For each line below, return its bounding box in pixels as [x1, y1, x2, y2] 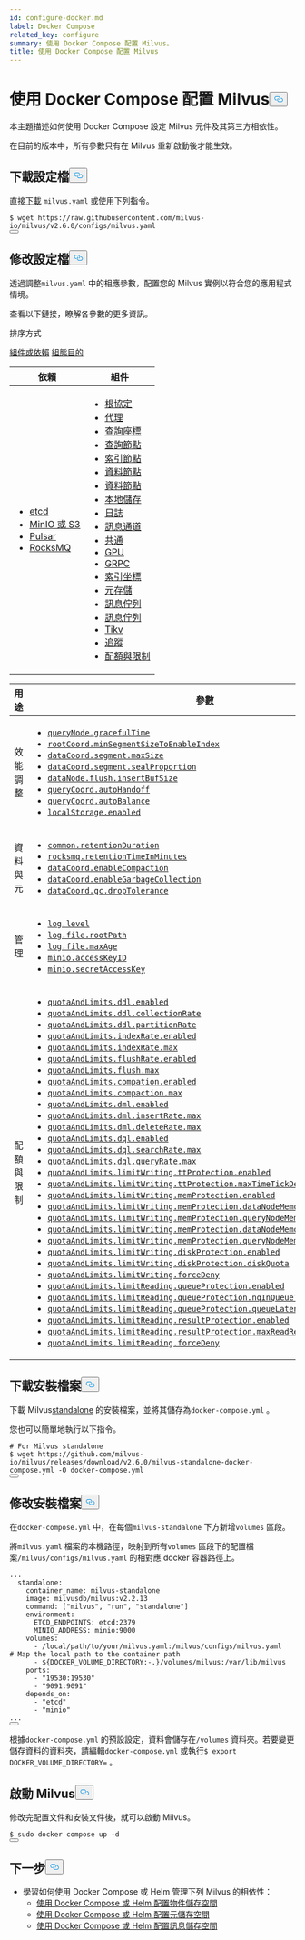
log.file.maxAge [47, 941, 118, 951]
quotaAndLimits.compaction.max [47, 1087, 183, 1098]
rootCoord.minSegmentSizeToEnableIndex [47, 738, 221, 749]
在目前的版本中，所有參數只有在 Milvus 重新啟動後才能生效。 [9, 140, 238, 151]
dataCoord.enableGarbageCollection [47, 874, 202, 885]
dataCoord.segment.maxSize [47, 750, 164, 760]
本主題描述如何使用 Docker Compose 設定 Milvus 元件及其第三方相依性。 [9, 121, 283, 132]
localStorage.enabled [47, 806, 141, 817]
